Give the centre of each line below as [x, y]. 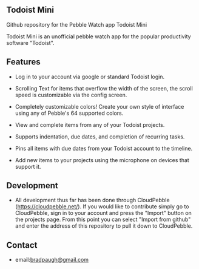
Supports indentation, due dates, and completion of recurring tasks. [100, 137]
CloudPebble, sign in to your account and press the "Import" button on [103, 213]
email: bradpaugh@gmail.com [52, 260]
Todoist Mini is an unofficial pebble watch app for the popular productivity [99, 36]
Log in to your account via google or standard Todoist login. [90, 77]
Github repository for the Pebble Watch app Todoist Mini [77, 24]
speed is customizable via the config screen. [71, 95]
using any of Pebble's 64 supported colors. [69, 113]
